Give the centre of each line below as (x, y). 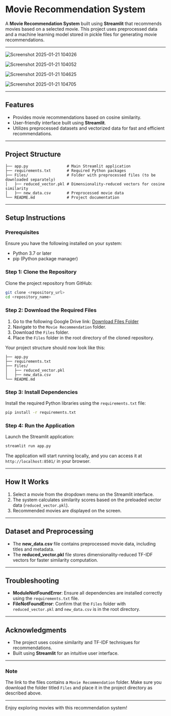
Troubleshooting (32, 581)
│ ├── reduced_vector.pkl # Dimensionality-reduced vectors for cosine (85, 184)
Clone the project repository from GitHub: (49, 283)
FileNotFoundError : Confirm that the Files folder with (69, 604)
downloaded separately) (31, 180)
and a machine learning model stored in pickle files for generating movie (81, 34)
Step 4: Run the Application (40, 426)
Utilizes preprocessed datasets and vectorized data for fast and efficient (89, 128)
